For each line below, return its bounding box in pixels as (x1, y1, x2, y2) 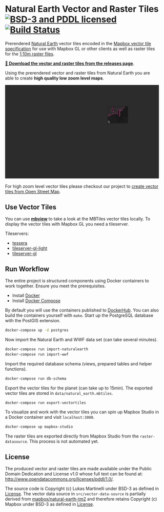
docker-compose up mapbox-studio (5, 424, 73, 430)
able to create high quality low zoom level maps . (5, 75, 104, 81)
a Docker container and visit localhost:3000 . (5, 414, 95, 420)
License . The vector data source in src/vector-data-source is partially (5, 491, 146, 497)
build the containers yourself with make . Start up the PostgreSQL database (5, 312, 154, 318)
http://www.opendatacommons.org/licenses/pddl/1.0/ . (5, 476, 114, 482)
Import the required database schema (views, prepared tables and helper (5, 360, 152, 366)
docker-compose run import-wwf (5, 352, 69, 357)
